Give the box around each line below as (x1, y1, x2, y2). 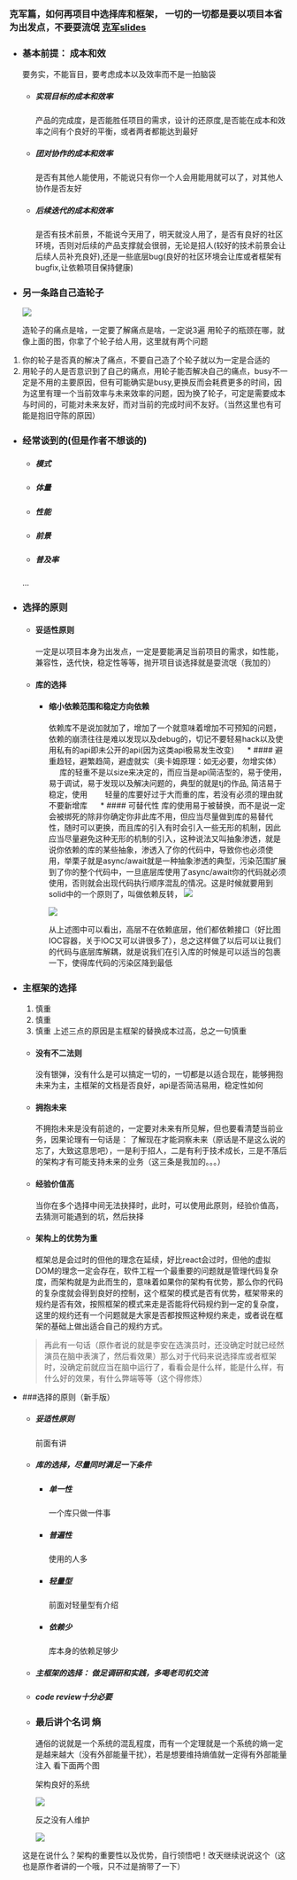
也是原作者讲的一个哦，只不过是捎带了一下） (21, 1860, 186, 1871)
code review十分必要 (34, 1691, 113, 1703)
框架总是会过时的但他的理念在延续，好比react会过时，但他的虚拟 (34, 1254, 271, 1265)
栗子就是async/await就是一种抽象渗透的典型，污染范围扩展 (72, 855, 286, 866)
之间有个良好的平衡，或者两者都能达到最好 (42, 126, 199, 137)
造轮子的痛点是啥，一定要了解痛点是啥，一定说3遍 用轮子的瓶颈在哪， (21, 325, 278, 336)
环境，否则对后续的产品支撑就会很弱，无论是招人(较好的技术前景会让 (34, 240, 286, 251)
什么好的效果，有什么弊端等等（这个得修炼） (43, 1372, 208, 1384)
